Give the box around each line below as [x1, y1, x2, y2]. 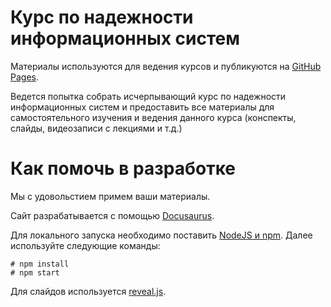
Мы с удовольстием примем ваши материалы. [10, 190, 211, 202]
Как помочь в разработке [10, 157, 237, 180]
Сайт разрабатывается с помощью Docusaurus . [10, 209, 215, 221]
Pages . [10, 71, 39, 83]
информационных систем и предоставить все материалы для [10, 101, 275, 113]
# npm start [10, 267, 60, 278]
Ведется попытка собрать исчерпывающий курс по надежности [10, 90, 287, 102]
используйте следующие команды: [10, 239, 161, 251]
